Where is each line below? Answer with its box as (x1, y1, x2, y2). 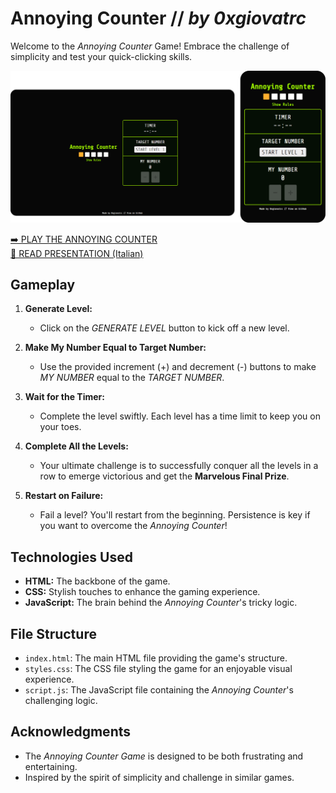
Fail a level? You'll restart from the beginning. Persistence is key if (39, 509, 311, 521)
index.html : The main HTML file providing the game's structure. (24, 652, 288, 664)
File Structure (10, 625, 97, 642)
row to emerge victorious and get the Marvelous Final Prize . (39, 470, 290, 482)
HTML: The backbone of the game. (24, 575, 171, 587)
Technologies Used (10, 548, 133, 566)
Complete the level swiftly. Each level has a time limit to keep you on (39, 410, 321, 422)
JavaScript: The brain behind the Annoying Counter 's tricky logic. (24, 597, 298, 609)
